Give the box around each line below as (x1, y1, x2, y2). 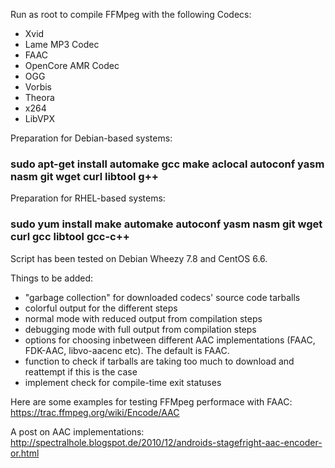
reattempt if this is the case (24, 365, 138, 378)
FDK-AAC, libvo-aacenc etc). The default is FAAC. (24, 344, 230, 356)
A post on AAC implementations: (10, 425, 145, 438)
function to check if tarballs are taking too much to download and (24, 355, 295, 367)
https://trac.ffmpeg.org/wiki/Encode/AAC (10, 406, 180, 418)
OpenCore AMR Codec (24, 60, 120, 71)
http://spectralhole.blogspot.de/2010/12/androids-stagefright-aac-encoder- (10, 436, 323, 448)
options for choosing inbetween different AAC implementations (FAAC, (24, 334, 316, 346)
